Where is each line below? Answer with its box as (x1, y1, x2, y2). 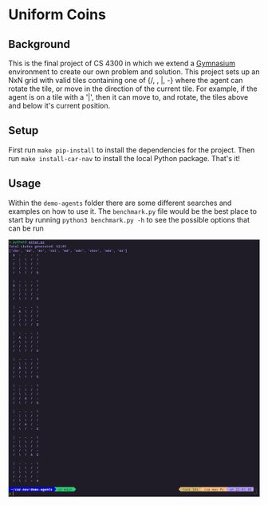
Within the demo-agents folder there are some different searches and (8, 198, 232, 207)
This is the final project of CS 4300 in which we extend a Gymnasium (8, 58, 236, 68)
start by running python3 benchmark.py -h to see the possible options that (8, 215, 250, 224)
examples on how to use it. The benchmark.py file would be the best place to (8, 206, 258, 216)
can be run (8, 223, 44, 233)
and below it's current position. (8, 101, 110, 110)
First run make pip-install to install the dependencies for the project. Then (8, 145, 255, 155)
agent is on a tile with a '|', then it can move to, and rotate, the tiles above (8, 93, 249, 101)
